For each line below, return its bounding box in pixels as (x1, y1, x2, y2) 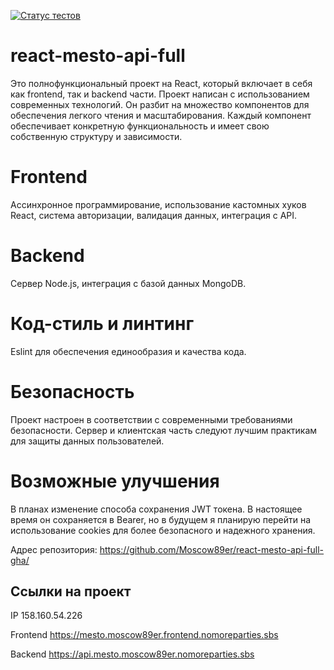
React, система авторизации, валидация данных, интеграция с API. (10, 209, 298, 221)
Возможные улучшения (10, 470, 220, 492)
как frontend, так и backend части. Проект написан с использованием (10, 88, 310, 100)
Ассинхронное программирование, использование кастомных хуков (10, 198, 307, 210)
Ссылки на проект (10, 583, 132, 600)
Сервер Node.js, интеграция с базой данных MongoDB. (10, 277, 247, 289)
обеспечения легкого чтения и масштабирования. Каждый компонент (10, 109, 312, 121)
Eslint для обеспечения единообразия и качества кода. (10, 345, 247, 357)
